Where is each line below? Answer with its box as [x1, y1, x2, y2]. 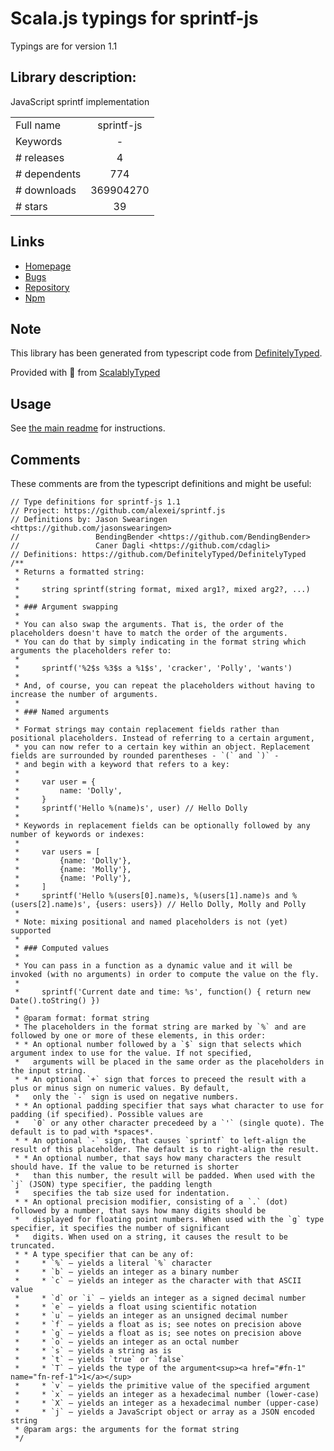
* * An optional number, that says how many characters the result [14, 1153, 302, 1163]
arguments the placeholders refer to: [10, 646, 172, 656]
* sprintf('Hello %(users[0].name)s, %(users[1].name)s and [14, 891, 288, 901]
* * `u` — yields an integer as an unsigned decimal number [14, 1311, 288, 1321]
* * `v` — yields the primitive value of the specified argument [14, 1381, 311, 1391]
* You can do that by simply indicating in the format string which [14, 637, 307, 647]
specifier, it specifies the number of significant [10, 1223, 230, 1233]
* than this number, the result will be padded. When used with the [14, 1171, 315, 1181]
